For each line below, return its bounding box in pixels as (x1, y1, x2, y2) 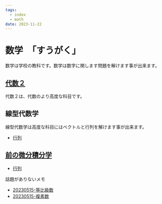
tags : (5, 7, 17, 13)
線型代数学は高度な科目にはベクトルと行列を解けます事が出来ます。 (5, 124, 147, 130)
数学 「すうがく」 (5, 45, 81, 56)
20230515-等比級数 (12, 187, 54, 193)
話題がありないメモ (5, 176, 46, 182)
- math (10, 17, 24, 22)
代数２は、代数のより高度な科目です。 (5, 93, 85, 99)
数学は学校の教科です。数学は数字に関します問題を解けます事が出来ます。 (5, 63, 160, 69)
